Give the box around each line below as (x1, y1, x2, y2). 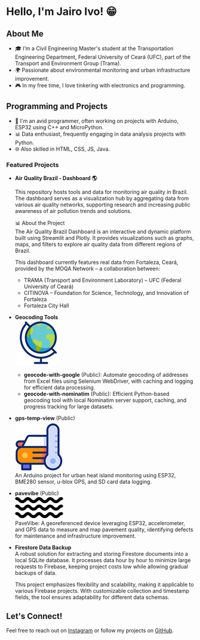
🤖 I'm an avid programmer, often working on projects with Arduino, (14, 117, 179, 124)
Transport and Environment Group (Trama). (14, 60, 121, 67)
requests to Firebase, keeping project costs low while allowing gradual (14, 563, 188, 570)
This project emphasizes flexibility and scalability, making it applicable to (14, 581, 194, 588)
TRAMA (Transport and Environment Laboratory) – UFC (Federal (23, 277, 182, 284)
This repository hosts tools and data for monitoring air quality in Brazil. (14, 188, 188, 196)
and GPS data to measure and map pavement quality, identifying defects (14, 526, 193, 534)
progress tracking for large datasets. (23, 403, 114, 410)
